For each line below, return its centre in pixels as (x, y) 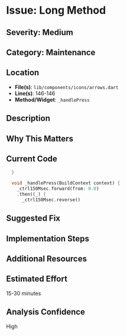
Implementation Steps (48, 238)
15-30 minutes (24, 293)
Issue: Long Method (56, 10)
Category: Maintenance (51, 52)
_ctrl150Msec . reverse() (51, 200)
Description (28, 119)
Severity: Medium (40, 32)
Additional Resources (46, 258)
